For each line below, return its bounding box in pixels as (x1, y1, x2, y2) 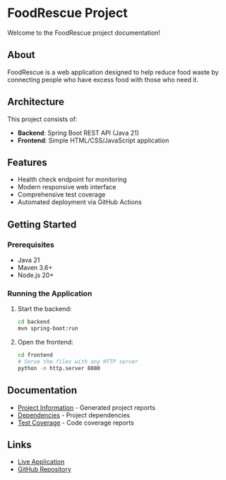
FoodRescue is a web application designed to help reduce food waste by (7, 67, 219, 76)
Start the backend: (17, 305, 72, 313)
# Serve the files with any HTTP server (17, 358, 138, 365)
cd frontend (17, 352, 53, 359)
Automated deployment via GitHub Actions (17, 198, 143, 206)
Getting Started (7, 218, 77, 230)
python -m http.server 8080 (17, 364, 100, 372)
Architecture (7, 96, 65, 108)
